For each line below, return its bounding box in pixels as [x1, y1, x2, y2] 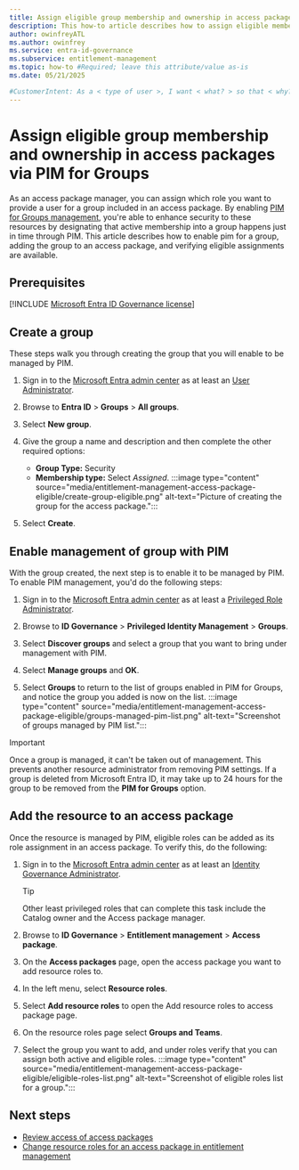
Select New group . [21, 419, 92, 430]
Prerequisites [9, 275, 85, 290]
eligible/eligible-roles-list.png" [21, 1072, 133, 1083]
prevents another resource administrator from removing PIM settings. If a [9, 764, 278, 775]
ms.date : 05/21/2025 [9, 71, 86, 80]
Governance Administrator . [21, 868, 122, 879]
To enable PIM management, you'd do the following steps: [9, 577, 222, 588]
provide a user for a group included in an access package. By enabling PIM [9, 202, 285, 213]
